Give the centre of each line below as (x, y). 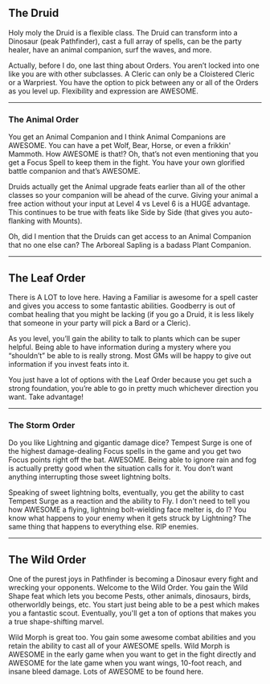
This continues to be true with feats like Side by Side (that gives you (121, 212)
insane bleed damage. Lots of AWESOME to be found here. (106, 672)
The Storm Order (42, 425)
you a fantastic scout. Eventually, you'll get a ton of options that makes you (132, 613)
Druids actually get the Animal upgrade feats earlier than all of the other (127, 187)
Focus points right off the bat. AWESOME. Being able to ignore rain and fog (133, 460)
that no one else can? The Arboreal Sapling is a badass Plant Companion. (130, 245)
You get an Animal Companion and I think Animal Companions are (117, 137)
